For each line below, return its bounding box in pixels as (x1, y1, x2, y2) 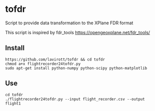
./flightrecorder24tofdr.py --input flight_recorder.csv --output (5, 97, 145, 102)
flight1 (5, 101, 21, 106)
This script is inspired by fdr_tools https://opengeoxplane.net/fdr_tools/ (5, 29, 150, 35)
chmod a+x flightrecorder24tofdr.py (5, 61, 81, 66)
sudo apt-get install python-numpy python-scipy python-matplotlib (5, 65, 148, 70)
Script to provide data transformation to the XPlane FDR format (5, 20, 134, 26)
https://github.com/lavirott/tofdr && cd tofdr (5, 57, 105, 62)
